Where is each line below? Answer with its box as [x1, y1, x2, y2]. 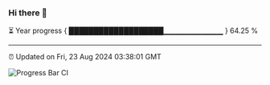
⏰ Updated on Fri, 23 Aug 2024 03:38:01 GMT [8, 52, 162, 62]
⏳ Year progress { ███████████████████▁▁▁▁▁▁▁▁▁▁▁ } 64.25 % [8, 26, 259, 35]
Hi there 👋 [8, 7, 48, 18]
